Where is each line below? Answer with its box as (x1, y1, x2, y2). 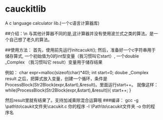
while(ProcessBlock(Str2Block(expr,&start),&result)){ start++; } (5, 87, 131, 93)
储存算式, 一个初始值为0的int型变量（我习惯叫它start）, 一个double (5, 53, 139, 59)
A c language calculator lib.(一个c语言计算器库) (5, 20, 100, 26)
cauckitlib (5, 3, 46, 15)
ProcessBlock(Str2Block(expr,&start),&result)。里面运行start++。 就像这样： (5, 81, 159, 87)
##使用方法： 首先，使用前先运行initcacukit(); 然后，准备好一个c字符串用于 (5, 47, 156, 53)
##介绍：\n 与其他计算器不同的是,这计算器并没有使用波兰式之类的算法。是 (5, 30, 154, 36)
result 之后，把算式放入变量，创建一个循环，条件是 (5, 76, 107, 81)
